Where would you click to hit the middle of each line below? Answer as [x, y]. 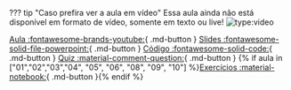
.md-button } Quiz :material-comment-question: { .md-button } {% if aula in [146, 58]
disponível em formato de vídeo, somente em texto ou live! [117, 22]
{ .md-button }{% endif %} [95, 77]
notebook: [28, 77]
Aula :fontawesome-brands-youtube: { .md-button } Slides [115, 39]
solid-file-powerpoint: [49, 49]
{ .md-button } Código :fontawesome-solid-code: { [181, 49]
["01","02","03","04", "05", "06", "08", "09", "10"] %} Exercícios [123, 67]
